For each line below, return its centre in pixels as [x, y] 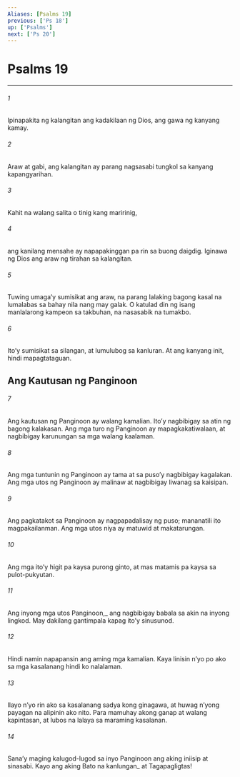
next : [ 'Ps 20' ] [31, 34]
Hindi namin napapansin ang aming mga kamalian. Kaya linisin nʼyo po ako [117, 659]
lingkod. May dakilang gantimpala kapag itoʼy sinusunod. [91, 620]
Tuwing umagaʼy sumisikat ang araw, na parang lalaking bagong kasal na [115, 297]
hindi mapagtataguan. [40, 359]
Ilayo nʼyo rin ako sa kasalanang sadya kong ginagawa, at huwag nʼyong [114, 705]
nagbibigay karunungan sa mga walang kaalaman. [81, 436]
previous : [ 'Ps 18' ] [38, 21]
